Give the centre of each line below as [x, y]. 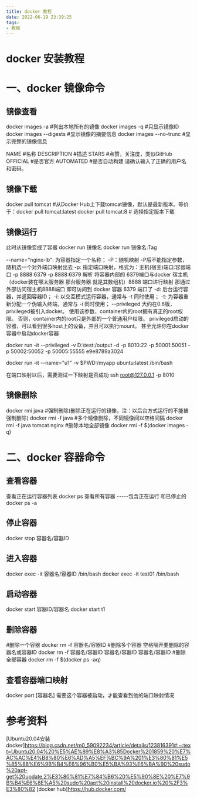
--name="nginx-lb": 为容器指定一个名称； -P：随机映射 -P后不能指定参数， [97, 260]
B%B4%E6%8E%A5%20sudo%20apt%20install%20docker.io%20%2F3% [97, 783]
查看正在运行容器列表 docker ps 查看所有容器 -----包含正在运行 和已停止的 [96, 496]
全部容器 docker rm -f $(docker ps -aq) [54, 660]
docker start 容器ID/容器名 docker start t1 [56, 609]
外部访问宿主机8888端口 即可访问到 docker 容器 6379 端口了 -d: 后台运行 [95, 290]
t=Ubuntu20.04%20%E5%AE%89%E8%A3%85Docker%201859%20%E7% [98, 752]
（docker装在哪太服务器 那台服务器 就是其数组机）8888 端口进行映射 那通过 [98, 282]
